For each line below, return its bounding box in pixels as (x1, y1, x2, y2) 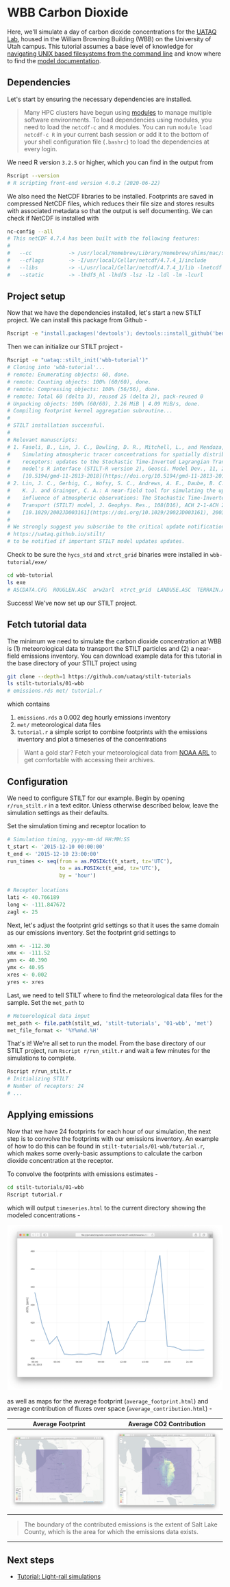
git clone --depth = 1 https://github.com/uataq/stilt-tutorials (7, 673, 192, 680)
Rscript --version (7, 172, 60, 179)
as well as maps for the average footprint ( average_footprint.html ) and (7, 1397, 209, 1406)
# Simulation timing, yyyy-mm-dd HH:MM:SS (7, 836, 130, 843)
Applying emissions (7, 1109, 94, 1121)
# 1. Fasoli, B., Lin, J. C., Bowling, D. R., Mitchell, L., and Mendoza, (7, 443, 225, 451)
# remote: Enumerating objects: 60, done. (7, 371, 130, 379)
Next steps (7, 1554, 55, 1566)
